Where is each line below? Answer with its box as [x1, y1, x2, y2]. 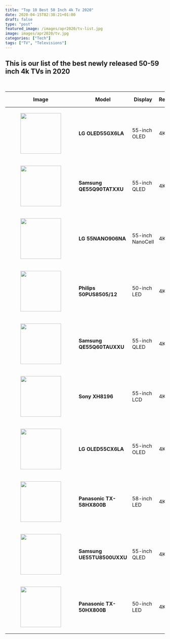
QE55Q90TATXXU [78, 186, 124, 193]
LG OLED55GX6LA [78, 130, 124, 137]
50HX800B [78, 607, 106, 614]
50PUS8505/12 [78, 291, 117, 298]
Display [134, 96, 153, 103]
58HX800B [78, 501, 106, 508]
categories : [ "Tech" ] [5, 36, 51, 41]
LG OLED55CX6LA [78, 445, 124, 452]
